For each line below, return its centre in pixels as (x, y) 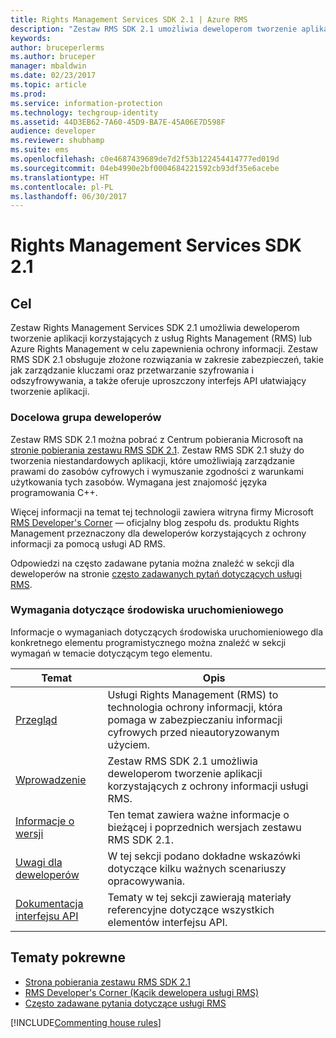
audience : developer (53, 131)
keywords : (31, 38)
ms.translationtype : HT (60, 177)
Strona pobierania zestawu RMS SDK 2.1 (107, 982)
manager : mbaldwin (48, 66)
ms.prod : (28, 94)
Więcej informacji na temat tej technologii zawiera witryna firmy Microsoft (162, 512)
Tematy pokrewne (68, 957)
